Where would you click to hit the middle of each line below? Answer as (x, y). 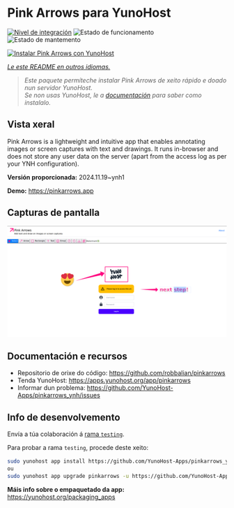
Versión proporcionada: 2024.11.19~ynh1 (66, 177)
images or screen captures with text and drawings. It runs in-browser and (113, 149)
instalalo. (37, 102)
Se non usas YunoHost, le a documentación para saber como (113, 95)
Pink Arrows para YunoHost (89, 13)
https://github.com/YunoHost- (130, 388)
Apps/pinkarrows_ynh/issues (59, 395)
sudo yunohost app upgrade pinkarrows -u (68, 476)
